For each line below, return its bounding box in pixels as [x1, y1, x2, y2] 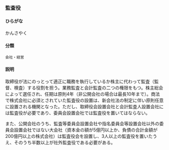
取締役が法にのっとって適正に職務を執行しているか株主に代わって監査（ [5, 78, 154, 84]
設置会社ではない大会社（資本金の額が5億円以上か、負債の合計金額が [14, 127, 158, 133]
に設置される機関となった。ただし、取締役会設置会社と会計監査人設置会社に [5, 103, 164, 109]
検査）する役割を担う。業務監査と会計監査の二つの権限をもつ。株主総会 [14, 85, 163, 91]
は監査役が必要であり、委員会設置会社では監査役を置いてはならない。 [5, 110, 150, 116]
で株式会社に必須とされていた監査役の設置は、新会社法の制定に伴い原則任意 [5, 97, 164, 103]
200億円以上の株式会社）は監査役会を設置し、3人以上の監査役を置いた [5, 133, 153, 139]
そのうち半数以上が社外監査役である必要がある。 [14, 139, 116, 145]
